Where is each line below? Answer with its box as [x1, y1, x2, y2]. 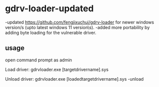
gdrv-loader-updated [5, 3, 94, 14]
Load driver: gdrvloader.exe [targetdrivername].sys [5, 66, 109, 72]
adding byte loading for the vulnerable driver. [5, 29, 97, 35]
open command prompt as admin [5, 57, 72, 63]
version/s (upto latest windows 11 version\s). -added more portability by [5, 24, 150, 30]
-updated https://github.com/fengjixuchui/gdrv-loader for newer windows [5, 19, 155, 25]
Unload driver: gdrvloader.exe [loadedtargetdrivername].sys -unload [5, 76, 144, 82]
